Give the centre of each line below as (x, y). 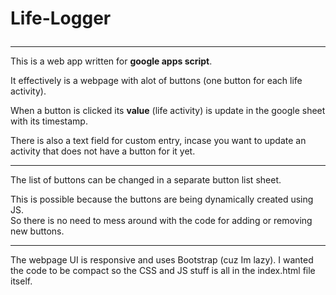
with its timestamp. (49, 121)
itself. (21, 281)
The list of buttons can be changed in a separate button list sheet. (146, 180)
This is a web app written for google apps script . (111, 61)
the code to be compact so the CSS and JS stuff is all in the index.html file (163, 271)
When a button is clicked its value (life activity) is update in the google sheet (168, 111)
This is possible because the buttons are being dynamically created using (162, 199)
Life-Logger (61, 18)
